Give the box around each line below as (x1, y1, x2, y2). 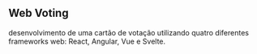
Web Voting (8, 6, 69, 20)
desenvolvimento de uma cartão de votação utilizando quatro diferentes (8, 27, 250, 37)
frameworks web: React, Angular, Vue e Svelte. (8, 36, 166, 46)
